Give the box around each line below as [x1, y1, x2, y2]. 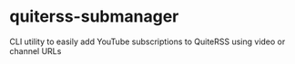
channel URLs [9, 45, 62, 56]
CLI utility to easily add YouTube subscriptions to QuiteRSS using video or [9, 36, 286, 47]
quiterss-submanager [9, 6, 179, 27]
